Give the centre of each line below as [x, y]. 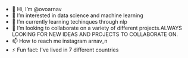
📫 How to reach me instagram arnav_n [59, 41]
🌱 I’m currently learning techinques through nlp [70, 22]
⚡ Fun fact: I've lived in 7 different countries [65, 50]
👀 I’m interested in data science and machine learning [78, 15]
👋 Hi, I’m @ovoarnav [37, 9]
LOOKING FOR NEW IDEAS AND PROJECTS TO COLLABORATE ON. [95, 34]
